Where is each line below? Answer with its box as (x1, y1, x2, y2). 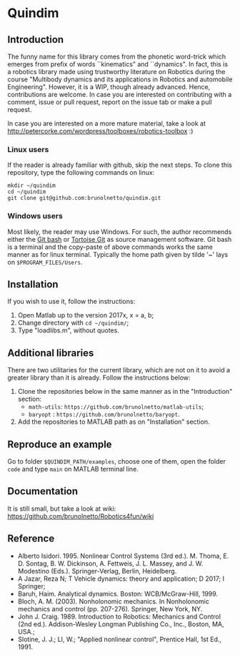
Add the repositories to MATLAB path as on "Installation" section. (17, 417, 210, 426)
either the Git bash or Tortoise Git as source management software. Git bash (7, 235, 232, 243)
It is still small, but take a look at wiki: (7, 504, 116, 513)
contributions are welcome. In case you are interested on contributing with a (7, 91, 232, 98)
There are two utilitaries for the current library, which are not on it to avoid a (7, 366, 231, 375)
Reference (7, 533, 55, 545)
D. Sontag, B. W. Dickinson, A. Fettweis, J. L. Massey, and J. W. (17, 559, 204, 568)
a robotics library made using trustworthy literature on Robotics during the (7, 68, 226, 76)
